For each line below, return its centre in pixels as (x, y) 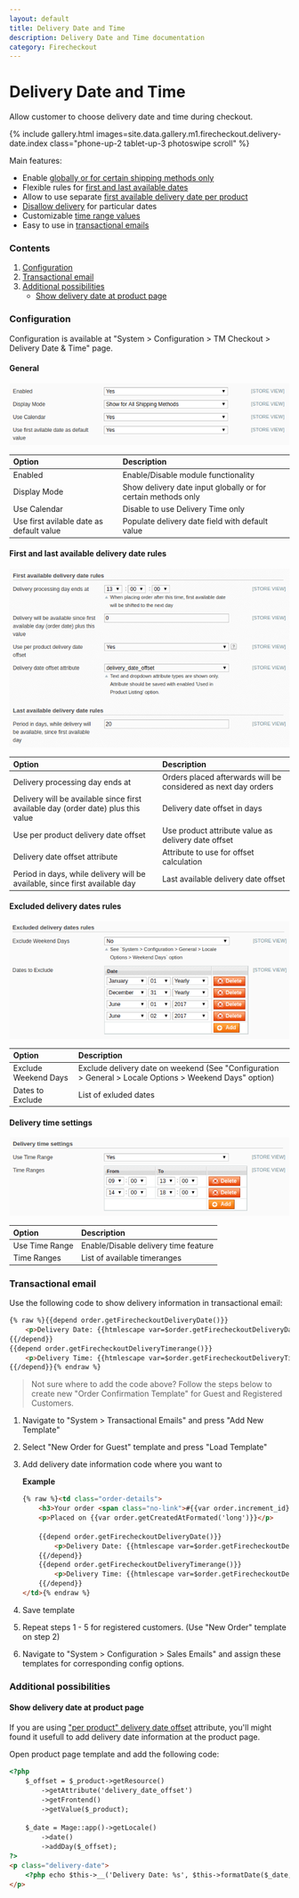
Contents (30, 248)
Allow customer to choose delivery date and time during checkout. (131, 117)
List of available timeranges (132, 1258)
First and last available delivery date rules (88, 554)
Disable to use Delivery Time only (183, 509)
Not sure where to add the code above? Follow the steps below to (152, 1384)
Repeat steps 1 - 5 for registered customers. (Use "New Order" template (154, 1627)
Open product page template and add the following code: (114, 1755)
